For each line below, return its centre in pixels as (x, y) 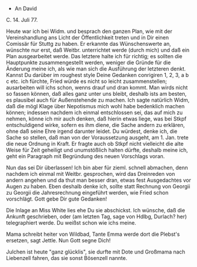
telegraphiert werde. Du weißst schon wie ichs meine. (71, 223)
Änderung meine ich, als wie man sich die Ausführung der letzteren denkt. (96, 69)
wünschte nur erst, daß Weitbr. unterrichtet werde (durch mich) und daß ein (98, 50)
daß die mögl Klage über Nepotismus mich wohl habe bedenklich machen (96, 106)
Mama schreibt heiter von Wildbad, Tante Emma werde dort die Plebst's (93, 234)
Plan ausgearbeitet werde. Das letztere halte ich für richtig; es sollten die (94, 56)
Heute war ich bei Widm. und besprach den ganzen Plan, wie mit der (89, 31)
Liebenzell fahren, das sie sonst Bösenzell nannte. (67, 258)
